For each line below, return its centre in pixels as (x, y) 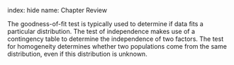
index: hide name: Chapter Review (57, 10)
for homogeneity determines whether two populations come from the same (117, 46)
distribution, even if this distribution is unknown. (77, 54)
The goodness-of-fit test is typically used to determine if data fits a (105, 24)
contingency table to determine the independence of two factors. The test (116, 39)
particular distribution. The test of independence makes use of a (101, 31)
